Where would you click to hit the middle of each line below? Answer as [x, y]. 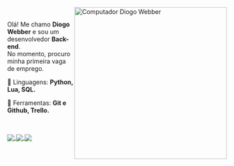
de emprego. [25, 68]
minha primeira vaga [37, 61]
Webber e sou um [33, 32]
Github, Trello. [29, 110]
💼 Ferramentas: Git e [37, 103]
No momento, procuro [39, 54]
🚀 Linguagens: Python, [40, 82]
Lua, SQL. [22, 89]
